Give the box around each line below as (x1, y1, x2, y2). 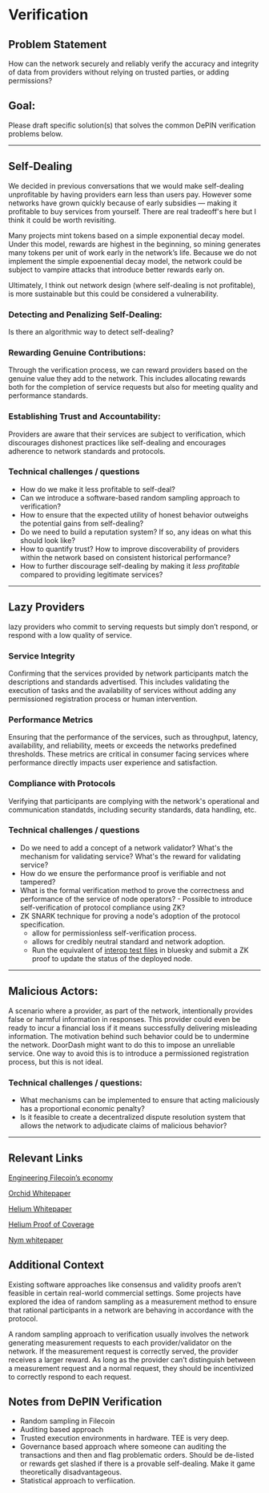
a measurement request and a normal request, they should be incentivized (8, 1363, 254, 1373)
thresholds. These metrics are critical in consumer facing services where (8, 749, 250, 759)
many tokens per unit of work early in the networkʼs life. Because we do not (8, 247, 258, 258)
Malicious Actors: (8, 984, 98, 998)
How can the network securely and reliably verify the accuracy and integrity (8, 59, 259, 68)
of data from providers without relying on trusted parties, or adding (8, 67, 230, 77)
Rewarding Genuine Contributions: (8, 347, 147, 358)
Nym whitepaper (8, 1235, 63, 1244)
